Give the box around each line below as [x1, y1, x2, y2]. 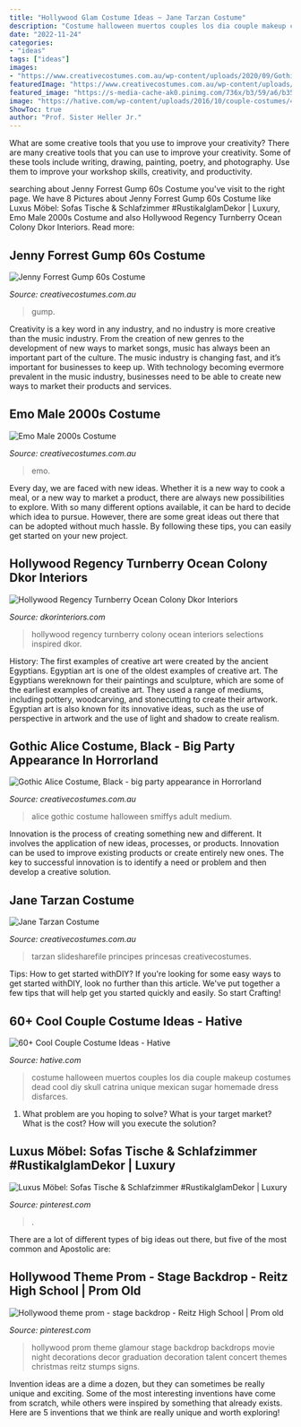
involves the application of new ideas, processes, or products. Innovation [9, 838, 279, 849]
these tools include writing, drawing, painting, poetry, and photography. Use [9, 157, 290, 168]
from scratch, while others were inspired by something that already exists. [9, 1397, 283, 1408]
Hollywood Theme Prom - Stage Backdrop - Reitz [9, 1269, 288, 1284]
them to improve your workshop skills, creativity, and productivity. [9, 167, 253, 177]
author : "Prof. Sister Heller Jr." [9, 113, 142, 122]
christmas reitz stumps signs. [30, 1361, 141, 1371]
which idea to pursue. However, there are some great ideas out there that [9, 511, 279, 522]
